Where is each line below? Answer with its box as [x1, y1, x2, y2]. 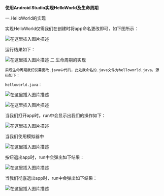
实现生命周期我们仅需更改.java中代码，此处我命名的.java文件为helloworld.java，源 [5, 68, 160, 73]
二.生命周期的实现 [50, 57, 86, 63]
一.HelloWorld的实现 [5, 15, 46, 21]
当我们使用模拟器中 [5, 134, 44, 139]
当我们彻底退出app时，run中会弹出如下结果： [5, 175, 98, 181]
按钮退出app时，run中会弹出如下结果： [5, 154, 85, 160]
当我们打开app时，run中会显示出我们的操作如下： [5, 112, 106, 118]
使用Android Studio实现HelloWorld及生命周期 [5, 5, 99, 10]
